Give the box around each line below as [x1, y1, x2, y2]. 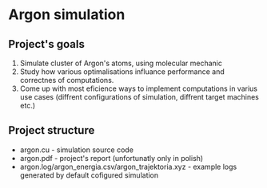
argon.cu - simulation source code [19, 145, 134, 155]
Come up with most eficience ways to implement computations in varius [19, 84, 258, 93]
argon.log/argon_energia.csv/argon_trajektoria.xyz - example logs [19, 162, 237, 171]
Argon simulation [8, 6, 126, 24]
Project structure [8, 123, 95, 137]
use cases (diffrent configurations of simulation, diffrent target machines [19, 92, 260, 101]
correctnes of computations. [19, 76, 114, 84]
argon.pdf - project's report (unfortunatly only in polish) [19, 153, 204, 163]
